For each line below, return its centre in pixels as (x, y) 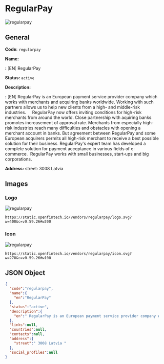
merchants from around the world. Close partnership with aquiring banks (78, 117)
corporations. (19, 159)
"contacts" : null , (27, 334)
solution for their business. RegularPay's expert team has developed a (76, 143)
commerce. (17, 154)
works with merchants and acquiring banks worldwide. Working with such (79, 102)
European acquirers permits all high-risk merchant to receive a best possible (82, 138)
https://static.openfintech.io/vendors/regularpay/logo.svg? (69, 217)
